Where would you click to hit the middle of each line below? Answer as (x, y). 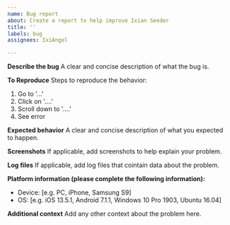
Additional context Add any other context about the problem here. (104, 214)
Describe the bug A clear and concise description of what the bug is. (108, 67)
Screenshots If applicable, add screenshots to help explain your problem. (115, 151)
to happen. (23, 138)
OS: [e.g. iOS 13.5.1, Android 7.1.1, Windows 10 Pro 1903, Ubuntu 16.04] (119, 200)
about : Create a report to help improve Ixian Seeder (88, 21)
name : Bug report (33, 14)
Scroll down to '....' (45, 109)
